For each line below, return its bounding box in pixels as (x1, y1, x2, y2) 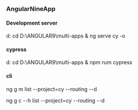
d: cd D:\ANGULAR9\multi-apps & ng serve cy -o (6, 32, 126, 39)
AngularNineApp (6, 5, 56, 13)
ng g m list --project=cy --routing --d (6, 85, 97, 92)
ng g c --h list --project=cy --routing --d (6, 96, 105, 104)
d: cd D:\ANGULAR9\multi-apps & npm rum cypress (6, 59, 133, 66)
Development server (6, 19, 58, 26)
